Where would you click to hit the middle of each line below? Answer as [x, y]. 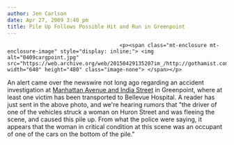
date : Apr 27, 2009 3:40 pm [48, 20]
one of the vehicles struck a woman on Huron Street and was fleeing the [111, 112]
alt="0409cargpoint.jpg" [43, 58]
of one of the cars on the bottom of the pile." [71, 134]
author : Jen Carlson [37, 14]
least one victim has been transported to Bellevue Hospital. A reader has [111, 97]
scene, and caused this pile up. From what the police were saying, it [104, 119]
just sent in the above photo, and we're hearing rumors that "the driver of [112, 105]
